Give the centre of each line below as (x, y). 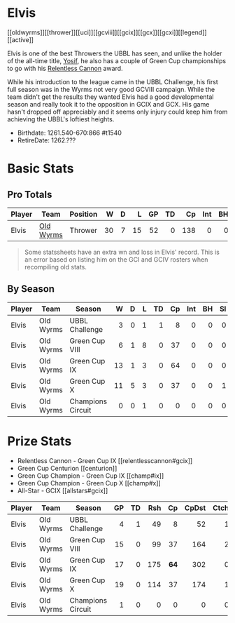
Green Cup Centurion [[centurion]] (67, 468)
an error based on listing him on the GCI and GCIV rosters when (116, 259)
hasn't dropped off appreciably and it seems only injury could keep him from (117, 112)
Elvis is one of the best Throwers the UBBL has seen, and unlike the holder (115, 53)
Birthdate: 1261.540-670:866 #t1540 (70, 133)
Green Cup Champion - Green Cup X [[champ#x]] (89, 483)
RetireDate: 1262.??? (47, 140)
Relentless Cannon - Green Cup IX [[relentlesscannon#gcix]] (105, 460)
